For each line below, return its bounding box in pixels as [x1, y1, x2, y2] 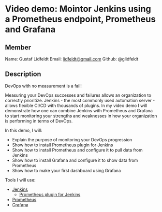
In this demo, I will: [5, 127, 43, 133]
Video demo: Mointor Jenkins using [5, 3, 151, 15]
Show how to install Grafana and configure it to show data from [12, 157, 138, 163]
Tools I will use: [5, 177, 36, 182]
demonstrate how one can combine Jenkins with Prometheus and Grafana [5, 107, 153, 113]
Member [5, 43, 31, 51]
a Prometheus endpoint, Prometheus [5, 14, 156, 25]
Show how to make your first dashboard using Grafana [12, 167, 121, 173]
